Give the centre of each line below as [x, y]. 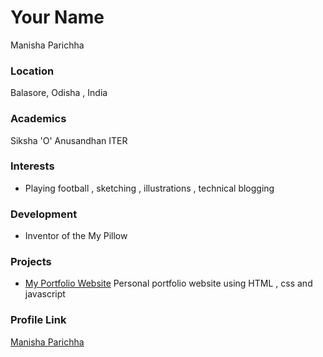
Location [32, 71]
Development [44, 214]
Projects [31, 262]
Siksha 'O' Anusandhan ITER [69, 140]
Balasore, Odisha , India [59, 93]
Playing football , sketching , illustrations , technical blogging [149, 188]
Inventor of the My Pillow [76, 236]
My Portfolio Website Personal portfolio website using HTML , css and [168, 283]
